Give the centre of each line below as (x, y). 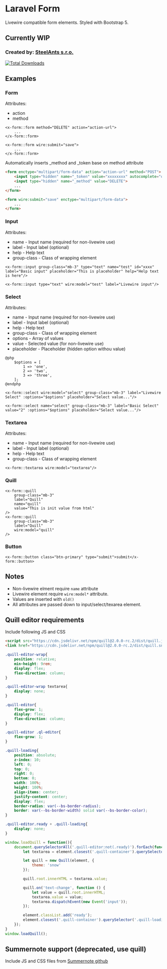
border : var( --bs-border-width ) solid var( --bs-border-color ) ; (81, 810)
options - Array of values (38, 338)
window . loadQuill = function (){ (39, 842)
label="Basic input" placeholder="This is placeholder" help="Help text (82, 271)
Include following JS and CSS (35, 632)
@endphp (13, 384)
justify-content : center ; (41, 797)
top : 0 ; (22, 769)
